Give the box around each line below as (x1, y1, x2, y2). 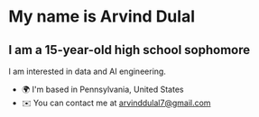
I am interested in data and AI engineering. (8, 66, 166, 76)
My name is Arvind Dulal (8, 6, 196, 27)
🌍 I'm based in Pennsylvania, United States (21, 84, 184, 94)
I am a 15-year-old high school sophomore (8, 42, 250, 58)
